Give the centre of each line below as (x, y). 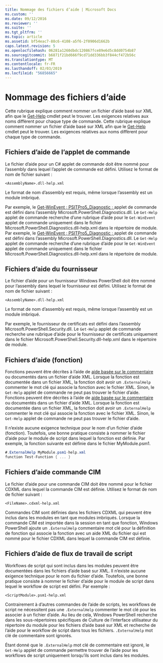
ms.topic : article (24, 37)
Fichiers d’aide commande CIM (53, 472)
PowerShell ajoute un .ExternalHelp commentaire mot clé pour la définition (80, 528)
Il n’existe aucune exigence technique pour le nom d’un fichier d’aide (74, 428)
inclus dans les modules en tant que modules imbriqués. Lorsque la (72, 517)
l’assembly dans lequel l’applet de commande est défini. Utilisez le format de (82, 169)
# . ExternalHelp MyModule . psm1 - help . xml (45, 452)
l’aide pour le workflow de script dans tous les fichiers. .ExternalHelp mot (79, 630)
